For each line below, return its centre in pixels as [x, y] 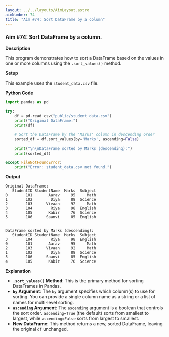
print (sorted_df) [33, 153]
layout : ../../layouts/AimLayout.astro [47, 10]
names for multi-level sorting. [43, 303]
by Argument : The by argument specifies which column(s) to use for [84, 291]
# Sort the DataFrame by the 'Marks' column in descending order [85, 135]
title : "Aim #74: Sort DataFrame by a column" [55, 19]
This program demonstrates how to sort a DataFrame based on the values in [85, 58]
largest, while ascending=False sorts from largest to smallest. [76, 319]
